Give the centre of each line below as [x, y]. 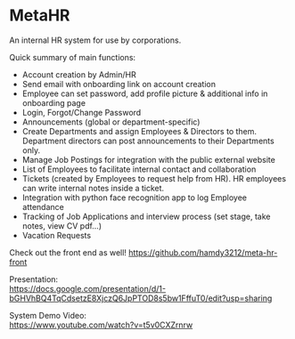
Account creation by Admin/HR [79, 74]
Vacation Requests [57, 235]
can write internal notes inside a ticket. [93, 188]
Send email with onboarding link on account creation [119, 84]
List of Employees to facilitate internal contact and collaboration [139, 169]
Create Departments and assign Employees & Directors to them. [139, 131]
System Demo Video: [48, 315]
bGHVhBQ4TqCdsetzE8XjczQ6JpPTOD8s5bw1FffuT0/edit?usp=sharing [141, 298]
